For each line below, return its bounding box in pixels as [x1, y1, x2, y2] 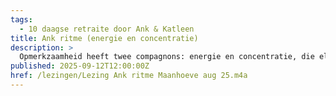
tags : [10, 14, 33, 25]
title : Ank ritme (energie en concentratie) [10, 33, 199, 43]
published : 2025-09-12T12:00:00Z [10, 61, 150, 71]
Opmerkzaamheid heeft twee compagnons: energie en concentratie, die [19, 52, 315, 62]
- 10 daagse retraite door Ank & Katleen [19, 24, 195, 34]
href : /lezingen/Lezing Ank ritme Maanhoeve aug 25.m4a [10, 71, 248, 81]
